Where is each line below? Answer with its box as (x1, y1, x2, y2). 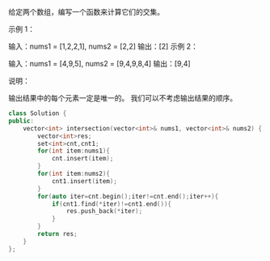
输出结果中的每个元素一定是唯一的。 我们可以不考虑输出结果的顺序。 (8, 93, 237, 103)
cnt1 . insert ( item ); (51, 177, 117, 185)
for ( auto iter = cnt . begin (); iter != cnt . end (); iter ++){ (37, 192, 219, 200)
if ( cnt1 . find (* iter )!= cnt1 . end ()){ (51, 199, 172, 208)
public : (8, 117, 35, 125)
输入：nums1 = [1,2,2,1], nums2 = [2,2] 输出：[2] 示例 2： (8, 41, 198, 51)
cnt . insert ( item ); (51, 155, 114, 163)
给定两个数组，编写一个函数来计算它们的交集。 (8, 7, 164, 16)
